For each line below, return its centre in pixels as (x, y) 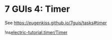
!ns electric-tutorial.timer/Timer (36, 32)
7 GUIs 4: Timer (37, 9)
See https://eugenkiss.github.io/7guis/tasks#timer (56, 23)
